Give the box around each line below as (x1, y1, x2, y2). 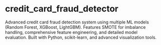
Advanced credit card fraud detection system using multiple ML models (5, 19, 149, 25)
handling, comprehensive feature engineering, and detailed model (5, 29, 138, 35)
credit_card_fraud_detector (5, 3, 119, 14)
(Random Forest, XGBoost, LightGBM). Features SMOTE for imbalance (5, 24, 146, 30)
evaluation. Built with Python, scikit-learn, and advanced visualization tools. (5, 34, 157, 40)
